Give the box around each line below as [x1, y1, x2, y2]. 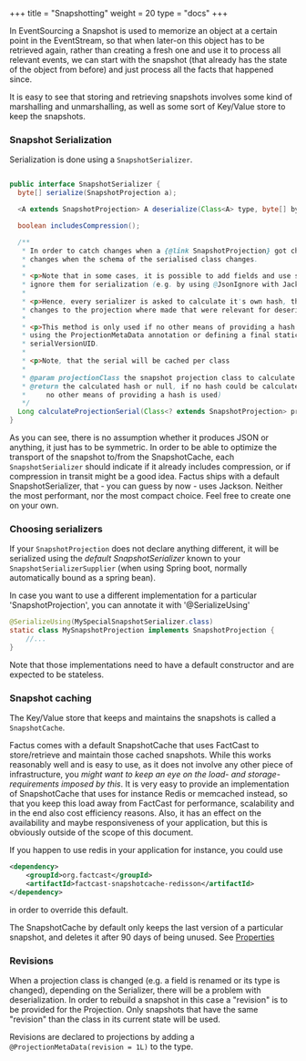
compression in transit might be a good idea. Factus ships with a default [9, 471, 280, 482]
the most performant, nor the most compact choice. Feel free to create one [9, 490, 291, 501]
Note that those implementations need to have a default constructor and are [9, 659, 294, 670]
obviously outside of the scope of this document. [9, 827, 194, 838]
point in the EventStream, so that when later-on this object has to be [9, 36, 265, 46]
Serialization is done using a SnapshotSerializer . [9, 154, 193, 165]
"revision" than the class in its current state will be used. [9, 1014, 221, 1025]
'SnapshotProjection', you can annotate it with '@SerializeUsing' [9, 600, 250, 611]
